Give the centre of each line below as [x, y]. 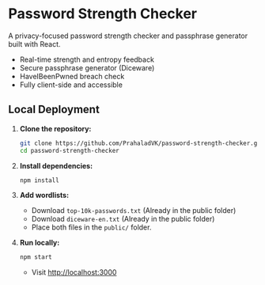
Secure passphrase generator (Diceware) [87, 67]
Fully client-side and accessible [71, 85]
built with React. [34, 44]
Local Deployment [54, 110]
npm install [39, 180]
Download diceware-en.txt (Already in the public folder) [123, 219]
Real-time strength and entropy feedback [87, 59]
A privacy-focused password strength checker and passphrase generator [128, 36]
